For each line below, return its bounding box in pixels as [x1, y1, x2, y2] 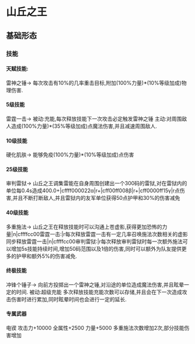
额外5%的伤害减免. [31, 253, 78, 260]
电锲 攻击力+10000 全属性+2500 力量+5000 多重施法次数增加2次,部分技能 [6, 324, 184, 331]
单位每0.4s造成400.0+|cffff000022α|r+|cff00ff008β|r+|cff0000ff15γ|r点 [6, 187, 180, 194]
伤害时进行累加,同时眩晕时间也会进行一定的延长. [11, 295, 127, 302]
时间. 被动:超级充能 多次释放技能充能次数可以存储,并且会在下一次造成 [16, 288, 182, 295]
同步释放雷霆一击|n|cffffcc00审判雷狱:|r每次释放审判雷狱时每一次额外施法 [6, 238, 183, 245]
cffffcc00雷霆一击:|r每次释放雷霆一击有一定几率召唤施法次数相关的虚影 [17, 230, 188, 237]
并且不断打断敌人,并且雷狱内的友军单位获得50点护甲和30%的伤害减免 [12, 195, 180, 202]
